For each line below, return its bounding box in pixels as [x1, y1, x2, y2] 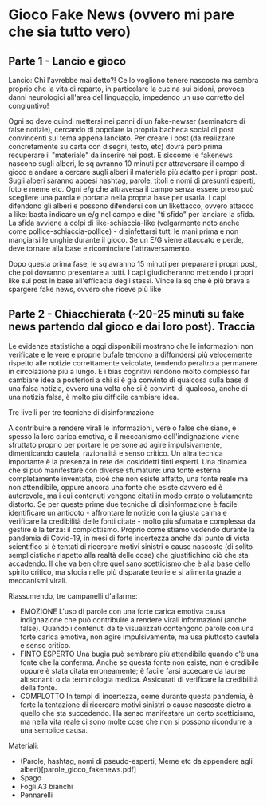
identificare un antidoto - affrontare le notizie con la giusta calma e [8, 508, 227, 517]
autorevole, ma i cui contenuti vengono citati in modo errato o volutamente [8, 491, 253, 500]
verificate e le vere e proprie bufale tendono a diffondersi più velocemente [8, 350, 253, 359]
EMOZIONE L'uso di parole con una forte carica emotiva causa [19, 606, 226, 616]
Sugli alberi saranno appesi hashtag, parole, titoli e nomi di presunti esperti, [8, 176, 257, 185]
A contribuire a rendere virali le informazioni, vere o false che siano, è [8, 423, 237, 433]
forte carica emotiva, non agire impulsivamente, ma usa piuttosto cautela [19, 632, 260, 642]
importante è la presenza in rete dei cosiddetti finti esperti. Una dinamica [8, 456, 247, 466]
